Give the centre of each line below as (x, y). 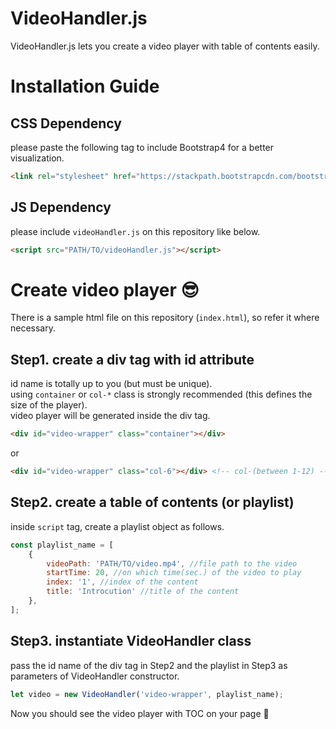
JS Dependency (61, 207)
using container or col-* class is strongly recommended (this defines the (161, 394)
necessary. (33, 328)
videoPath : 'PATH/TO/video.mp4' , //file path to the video (172, 563)
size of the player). (49, 405)
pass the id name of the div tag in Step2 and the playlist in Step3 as (149, 665)
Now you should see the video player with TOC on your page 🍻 (140, 713)
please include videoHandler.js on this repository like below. (135, 231)
